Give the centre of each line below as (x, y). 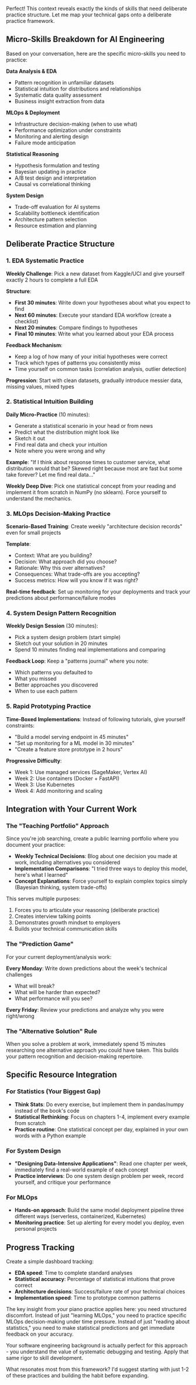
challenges (19, 974)
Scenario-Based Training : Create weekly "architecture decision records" (94, 526)
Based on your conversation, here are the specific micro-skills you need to (96, 53)
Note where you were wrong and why (60, 451)
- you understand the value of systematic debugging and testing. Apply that (97, 1352)
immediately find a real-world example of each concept (81, 1170)
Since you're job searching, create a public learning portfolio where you (92, 839)
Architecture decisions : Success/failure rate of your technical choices (100, 1292)
